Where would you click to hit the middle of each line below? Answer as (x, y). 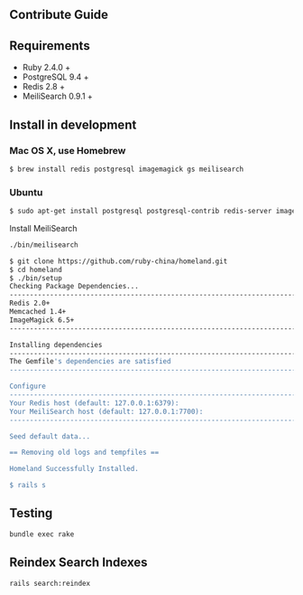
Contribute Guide (59, 15)
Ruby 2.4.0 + (46, 68)
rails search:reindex (50, 583)
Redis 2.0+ (30, 303)
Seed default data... (50, 436)
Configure (28, 387)
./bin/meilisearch (44, 245)
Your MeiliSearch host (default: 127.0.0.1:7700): (106, 411)
